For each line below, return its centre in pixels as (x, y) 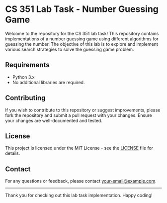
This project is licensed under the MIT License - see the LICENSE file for (79, 148)
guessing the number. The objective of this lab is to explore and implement (82, 44)
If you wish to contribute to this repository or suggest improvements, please (83, 110)
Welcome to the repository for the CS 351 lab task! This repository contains (82, 33)
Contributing (25, 98)
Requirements (27, 65)
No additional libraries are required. (48, 82)
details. (13, 153)
